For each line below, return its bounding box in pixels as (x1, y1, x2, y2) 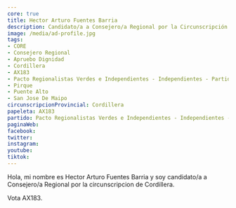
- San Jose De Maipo (7, 95, 68, 102)
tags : (7, 36, 23, 43)
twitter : (7, 134, 33, 141)
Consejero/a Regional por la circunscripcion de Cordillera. (7, 180, 175, 188)
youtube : (7, 147, 33, 154)
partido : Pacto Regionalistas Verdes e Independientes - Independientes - (7, 114, 231, 121)
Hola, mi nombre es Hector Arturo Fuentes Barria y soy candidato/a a (7, 172, 207, 181)
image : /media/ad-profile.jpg (7, 29, 96, 37)
